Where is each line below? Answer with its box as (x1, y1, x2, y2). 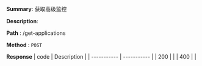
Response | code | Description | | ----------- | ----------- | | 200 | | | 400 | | (6, 53, 197, 60)
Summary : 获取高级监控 (6, 5, 67, 12)
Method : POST (6, 42, 43, 48)
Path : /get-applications (6, 29, 66, 37)
